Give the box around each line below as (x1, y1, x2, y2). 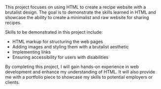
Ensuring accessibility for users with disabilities (12, 54, 109, 60)
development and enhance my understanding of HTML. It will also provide (5, 69, 155, 75)
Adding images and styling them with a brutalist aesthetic (12, 44, 129, 49)
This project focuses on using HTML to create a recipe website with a (5, 4, 146, 10)
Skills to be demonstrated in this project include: (5, 29, 103, 35)
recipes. (5, 20, 22, 25)
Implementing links (12, 49, 51, 55)
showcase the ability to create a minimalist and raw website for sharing (5, 15, 149, 20)
